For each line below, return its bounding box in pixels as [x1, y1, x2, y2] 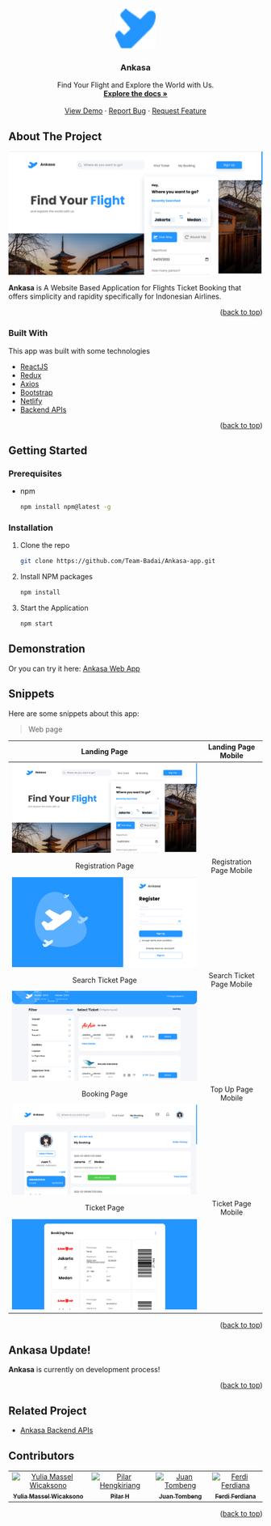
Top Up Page [210, 1084, 254, 1095]
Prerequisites [8, 468, 62, 479]
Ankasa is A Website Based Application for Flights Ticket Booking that [8, 283, 242, 293]
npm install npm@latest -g [19, 503, 111, 511]
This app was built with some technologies [8, 345, 151, 355]
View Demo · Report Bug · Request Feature [64, 106, 207, 116]
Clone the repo [19, 540, 70, 550]
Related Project [8, 1404, 87, 1418]
